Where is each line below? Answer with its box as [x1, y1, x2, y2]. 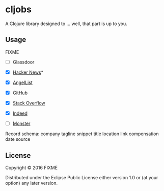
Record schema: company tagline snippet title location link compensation [5, 131, 159, 137]
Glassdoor [12, 59, 35, 65]
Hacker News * [12, 69, 44, 75]
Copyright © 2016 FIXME [5, 165, 58, 171]
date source [5, 136, 31, 142]
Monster [12, 120, 31, 126]
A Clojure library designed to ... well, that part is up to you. [5, 20, 127, 27]
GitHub [12, 90, 28, 96]
